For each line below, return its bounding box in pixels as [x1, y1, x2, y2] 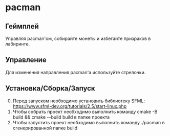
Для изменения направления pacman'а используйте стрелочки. [5, 69, 146, 75]
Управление [5, 56, 47, 64]
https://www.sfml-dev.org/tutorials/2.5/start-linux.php [12, 103, 127, 109]
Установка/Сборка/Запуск [5, 84, 96, 93]
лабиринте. [5, 41, 30, 47]
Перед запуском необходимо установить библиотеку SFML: [12, 98, 145, 104]
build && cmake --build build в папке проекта [12, 114, 110, 120]
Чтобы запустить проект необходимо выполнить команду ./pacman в [12, 119, 165, 125]
